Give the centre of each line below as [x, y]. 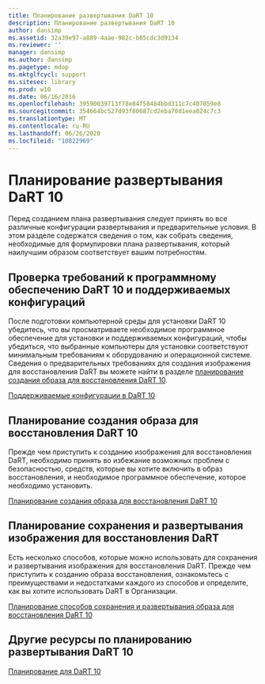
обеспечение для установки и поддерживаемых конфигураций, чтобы [127, 338]
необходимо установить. [51, 486]
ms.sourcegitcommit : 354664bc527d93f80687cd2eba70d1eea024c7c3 [115, 112]
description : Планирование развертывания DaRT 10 [92, 23]
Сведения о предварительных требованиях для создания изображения [130, 363]
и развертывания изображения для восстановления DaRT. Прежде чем [130, 566]
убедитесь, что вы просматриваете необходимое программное [117, 330]
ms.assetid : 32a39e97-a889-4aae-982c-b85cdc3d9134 [93, 38]
